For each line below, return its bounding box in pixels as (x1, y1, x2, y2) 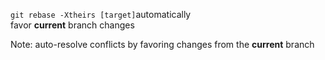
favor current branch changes (10, 19, 135, 31)
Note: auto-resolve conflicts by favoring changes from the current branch (10, 39, 315, 50)
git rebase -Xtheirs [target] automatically (10, 9, 192, 20)
